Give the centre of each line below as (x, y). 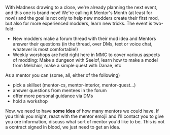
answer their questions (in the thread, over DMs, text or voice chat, (82, 44)
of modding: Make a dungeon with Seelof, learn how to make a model (85, 60)
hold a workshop (30, 101)
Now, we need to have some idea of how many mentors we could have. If (82, 111)
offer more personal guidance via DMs (53, 96)
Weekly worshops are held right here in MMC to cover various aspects (86, 55)
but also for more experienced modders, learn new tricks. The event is (79, 23)
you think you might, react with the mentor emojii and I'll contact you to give (84, 116)
